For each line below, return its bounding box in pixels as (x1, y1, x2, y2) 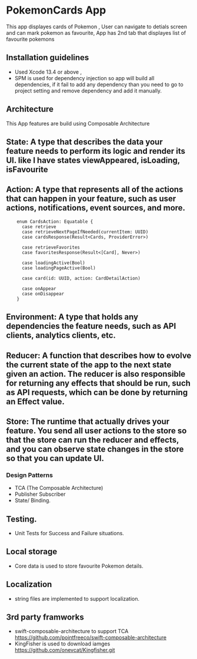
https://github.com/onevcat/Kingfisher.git (14, 647, 115, 654)
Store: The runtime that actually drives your (6, 416, 170, 426)
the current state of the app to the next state (6, 360, 172, 370)
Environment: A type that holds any (6, 312, 139, 322)
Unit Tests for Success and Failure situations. (14, 530, 125, 537)
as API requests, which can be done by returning (6, 387, 188, 397)
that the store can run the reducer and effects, (6, 434, 179, 445)
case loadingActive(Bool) (21, 260, 85, 266)
